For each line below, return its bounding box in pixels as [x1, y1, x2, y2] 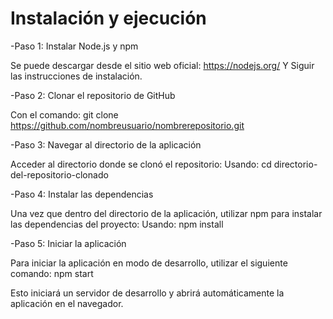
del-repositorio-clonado [10, 168, 109, 181]
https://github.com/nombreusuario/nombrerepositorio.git [10, 119, 245, 131]
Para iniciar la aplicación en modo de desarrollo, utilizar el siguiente [10, 257, 288, 269]
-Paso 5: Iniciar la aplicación [10, 237, 127, 249]
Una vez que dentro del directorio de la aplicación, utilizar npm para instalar [10, 207, 323, 219]
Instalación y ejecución [10, 7, 207, 30]
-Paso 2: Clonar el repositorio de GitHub [10, 89, 176, 101]
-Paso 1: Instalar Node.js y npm [10, 40, 139, 52]
